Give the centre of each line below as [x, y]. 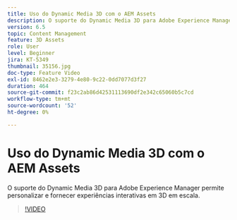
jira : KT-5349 [28, 60]
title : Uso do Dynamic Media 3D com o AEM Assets [82, 14]
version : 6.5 [26, 27]
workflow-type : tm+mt [39, 99]
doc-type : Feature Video [44, 73]
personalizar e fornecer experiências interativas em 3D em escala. [104, 195]
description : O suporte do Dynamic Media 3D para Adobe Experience [109, 20]
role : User [23, 47]
